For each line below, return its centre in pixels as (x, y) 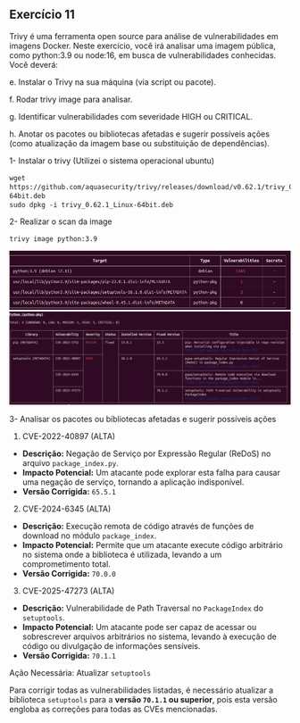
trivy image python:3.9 (54, 239)
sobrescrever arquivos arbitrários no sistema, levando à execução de (149, 636)
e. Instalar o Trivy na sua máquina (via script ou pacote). (113, 82)
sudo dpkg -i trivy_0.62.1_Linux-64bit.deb (92, 204)
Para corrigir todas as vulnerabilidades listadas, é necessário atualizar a (142, 690)
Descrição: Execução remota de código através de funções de (138, 526)
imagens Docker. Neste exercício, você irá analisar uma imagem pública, (143, 46)
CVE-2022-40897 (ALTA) (69, 436)
